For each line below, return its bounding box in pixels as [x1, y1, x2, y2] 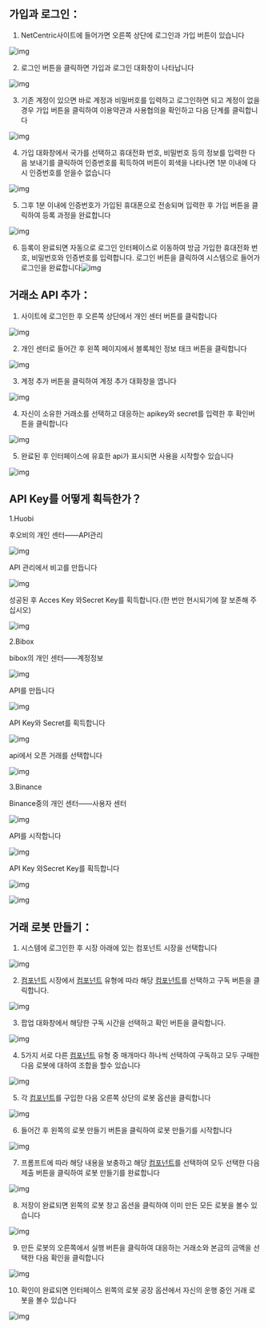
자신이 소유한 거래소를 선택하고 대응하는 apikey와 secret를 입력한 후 [20, 409, 234, 418]
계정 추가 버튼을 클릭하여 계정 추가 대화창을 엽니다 [20, 376, 177, 385]
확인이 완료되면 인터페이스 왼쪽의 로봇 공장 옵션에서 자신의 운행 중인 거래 [20, 1286, 247, 1295]
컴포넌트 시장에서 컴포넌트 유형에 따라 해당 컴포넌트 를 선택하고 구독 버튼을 [20, 976, 252, 985]
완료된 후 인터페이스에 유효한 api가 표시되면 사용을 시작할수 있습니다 [20, 451, 234, 461]
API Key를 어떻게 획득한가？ [9, 493, 142, 506]
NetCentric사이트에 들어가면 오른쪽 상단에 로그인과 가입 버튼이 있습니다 [20, 30, 245, 40]
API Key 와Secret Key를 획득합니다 [9, 864, 120, 873]
